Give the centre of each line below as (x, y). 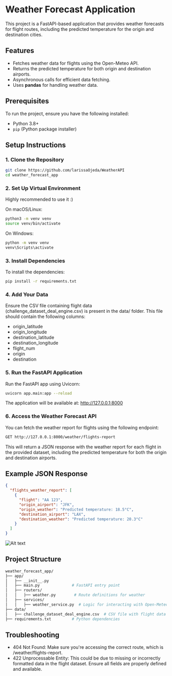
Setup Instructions (36, 145)
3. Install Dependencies (35, 260)
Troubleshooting (33, 635)
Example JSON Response (47, 474)
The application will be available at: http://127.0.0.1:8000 (64, 403)
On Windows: (19, 233)
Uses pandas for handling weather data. (55, 85)
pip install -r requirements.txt (41, 281)
